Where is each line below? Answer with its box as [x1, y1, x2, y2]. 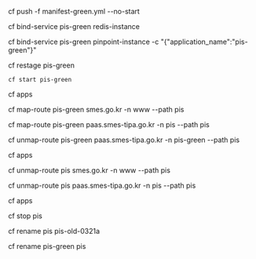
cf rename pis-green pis [8, 242, 86, 250]
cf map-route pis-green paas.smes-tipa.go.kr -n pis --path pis [8, 120, 210, 129]
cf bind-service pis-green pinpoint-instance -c [8, 37, 159, 46]
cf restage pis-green [8, 60, 75, 70]
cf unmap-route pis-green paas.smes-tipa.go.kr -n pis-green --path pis [8, 135, 240, 144]
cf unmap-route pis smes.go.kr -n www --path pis [8, 166, 171, 175]
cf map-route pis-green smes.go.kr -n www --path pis [8, 105, 185, 114]
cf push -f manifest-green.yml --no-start [8, 7, 140, 16]
